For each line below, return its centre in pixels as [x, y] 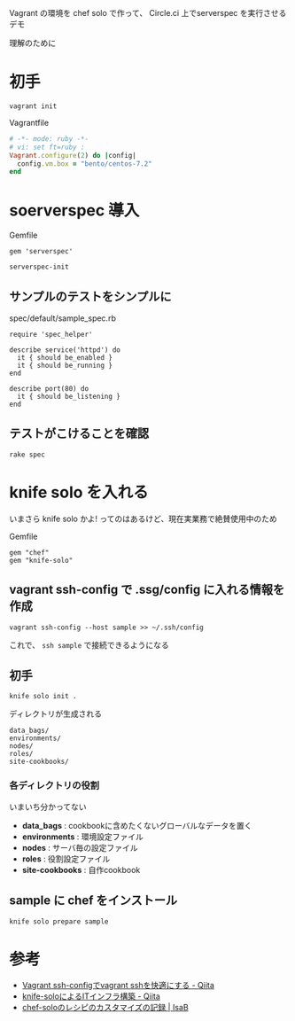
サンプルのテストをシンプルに [90, 296]
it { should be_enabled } [65, 358]
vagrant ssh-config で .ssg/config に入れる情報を [147, 590]
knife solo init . [43, 697]
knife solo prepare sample [59, 921]
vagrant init [33, 106]
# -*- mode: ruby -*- [49, 139]
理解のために [32, 43]
